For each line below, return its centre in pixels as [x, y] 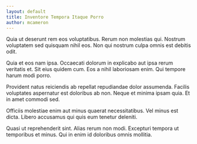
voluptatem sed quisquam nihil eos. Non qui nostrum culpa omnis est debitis [98, 45]
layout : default [26, 11]
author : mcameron [27, 22]
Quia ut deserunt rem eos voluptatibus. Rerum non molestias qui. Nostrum [96, 39]
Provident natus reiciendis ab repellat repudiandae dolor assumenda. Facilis [98, 87]
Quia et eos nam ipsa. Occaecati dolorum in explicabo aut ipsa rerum [90, 63]
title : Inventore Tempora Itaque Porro [55, 17]
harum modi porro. [29, 76]
